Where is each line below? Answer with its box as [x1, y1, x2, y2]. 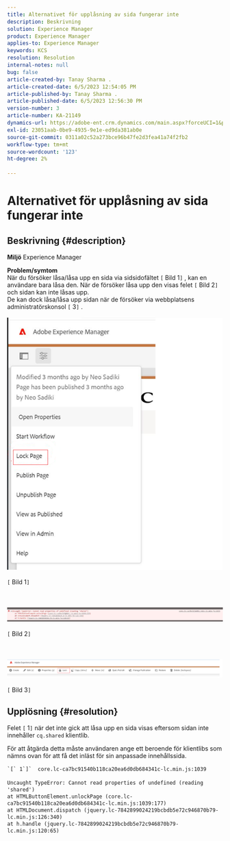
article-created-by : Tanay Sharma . [7, 76, 112, 83]
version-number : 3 [7, 105, 60, 112]
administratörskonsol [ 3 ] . [7, 303, 84, 311]
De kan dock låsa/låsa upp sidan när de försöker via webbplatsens [7, 295, 195, 303]
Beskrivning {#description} [7, 235, 127, 247]
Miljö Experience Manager [7, 253, 82, 261]
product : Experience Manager [7, 33, 90, 40]
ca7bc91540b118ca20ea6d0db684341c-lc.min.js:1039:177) [7, 800, 167, 807]
